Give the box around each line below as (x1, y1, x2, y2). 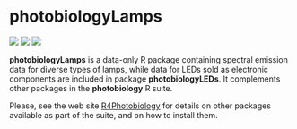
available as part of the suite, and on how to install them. (9, 109, 218, 120)
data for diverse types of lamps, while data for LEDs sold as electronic (9, 64, 269, 74)
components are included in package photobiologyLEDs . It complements (9, 73, 281, 84)
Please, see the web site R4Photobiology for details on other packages (9, 100, 272, 111)
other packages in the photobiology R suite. (9, 82, 173, 93)
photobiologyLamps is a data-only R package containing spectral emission (9, 54, 289, 64)
